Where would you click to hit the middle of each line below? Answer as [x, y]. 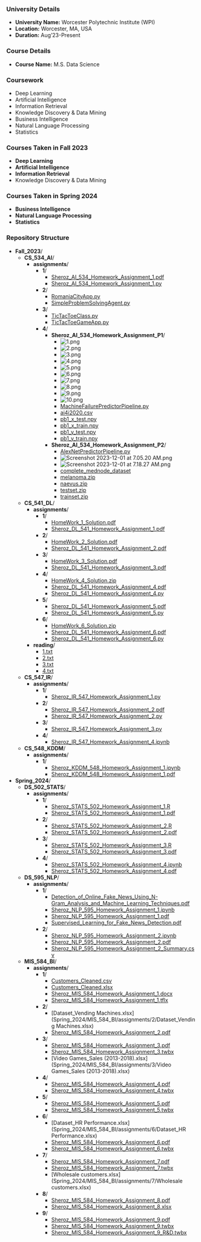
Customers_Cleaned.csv [81, 981]
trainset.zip [74, 496]
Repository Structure [38, 238]
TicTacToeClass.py [75, 315]
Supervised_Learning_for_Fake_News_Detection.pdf [116, 922]
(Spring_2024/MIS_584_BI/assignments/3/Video [111, 1065]
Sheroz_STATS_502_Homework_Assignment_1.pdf [113, 812]
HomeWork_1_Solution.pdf [84, 522]
